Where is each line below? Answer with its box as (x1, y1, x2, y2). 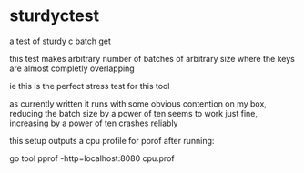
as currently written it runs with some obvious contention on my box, (9, 97, 267, 109)
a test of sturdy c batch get (9, 36, 112, 46)
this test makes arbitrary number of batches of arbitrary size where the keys (9, 53, 296, 64)
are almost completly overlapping (9, 63, 135, 74)
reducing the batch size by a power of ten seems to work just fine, (9, 107, 258, 118)
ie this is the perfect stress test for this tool (9, 80, 170, 91)
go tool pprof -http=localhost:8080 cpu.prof (9, 152, 175, 164)
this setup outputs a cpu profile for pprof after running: (9, 135, 215, 146)
